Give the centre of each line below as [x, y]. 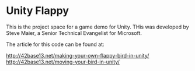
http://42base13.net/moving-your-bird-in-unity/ [63, 62]
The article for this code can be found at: [55, 44]
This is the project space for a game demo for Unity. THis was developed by [97, 27]
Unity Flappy [37, 11]
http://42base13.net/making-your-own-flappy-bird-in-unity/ [78, 55]
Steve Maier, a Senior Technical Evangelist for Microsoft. [74, 33]
